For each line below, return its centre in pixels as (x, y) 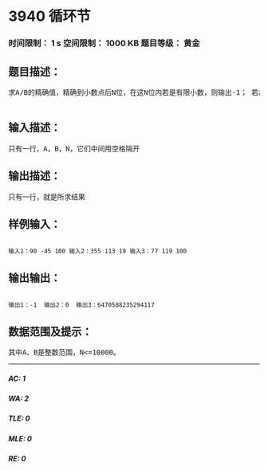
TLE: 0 (19, 418)
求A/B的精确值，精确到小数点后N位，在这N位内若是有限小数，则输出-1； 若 (134, 92)
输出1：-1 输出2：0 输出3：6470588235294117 (82, 305)
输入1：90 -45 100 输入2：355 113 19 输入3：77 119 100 (98, 252)
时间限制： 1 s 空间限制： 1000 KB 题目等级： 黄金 (104, 43)
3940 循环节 (49, 16)
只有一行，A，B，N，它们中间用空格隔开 (74, 149)
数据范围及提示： (50, 331)
